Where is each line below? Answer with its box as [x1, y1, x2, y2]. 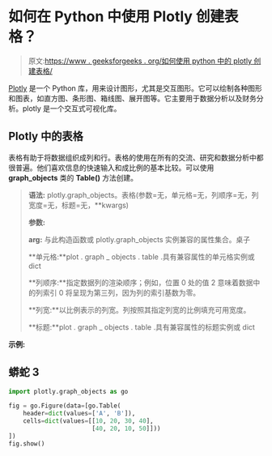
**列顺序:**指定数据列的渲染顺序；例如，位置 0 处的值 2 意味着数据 [28, 277, 253, 288]
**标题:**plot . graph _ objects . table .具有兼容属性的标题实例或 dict [28, 322, 255, 332]
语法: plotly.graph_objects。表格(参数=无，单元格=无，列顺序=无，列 [28, 190, 259, 199]
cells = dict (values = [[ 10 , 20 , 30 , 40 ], [23, 417, 154, 425]
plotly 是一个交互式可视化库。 [22, 103, 121, 113]
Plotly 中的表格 [8, 130, 83, 143]
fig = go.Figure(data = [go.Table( [8, 402, 121, 410]
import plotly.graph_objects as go [8, 387, 129, 395]
